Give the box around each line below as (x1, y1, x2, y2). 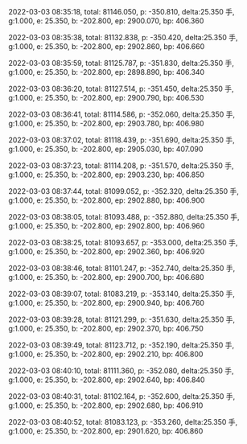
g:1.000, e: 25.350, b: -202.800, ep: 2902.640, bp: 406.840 (8, 375, 205, 384)
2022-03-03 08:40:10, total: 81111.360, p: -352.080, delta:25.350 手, (8, 366, 235, 376)
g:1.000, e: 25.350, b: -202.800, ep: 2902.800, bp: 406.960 (8, 221, 205, 231)
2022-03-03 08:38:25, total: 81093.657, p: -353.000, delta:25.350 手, (8, 238, 238, 247)
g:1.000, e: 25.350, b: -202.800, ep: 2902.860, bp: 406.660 (8, 42, 205, 51)
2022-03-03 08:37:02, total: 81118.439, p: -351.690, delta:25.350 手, (8, 135, 235, 145)
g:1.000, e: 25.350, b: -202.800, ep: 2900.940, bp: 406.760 (8, 298, 205, 307)
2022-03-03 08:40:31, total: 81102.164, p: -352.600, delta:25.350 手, (8, 392, 236, 401)
